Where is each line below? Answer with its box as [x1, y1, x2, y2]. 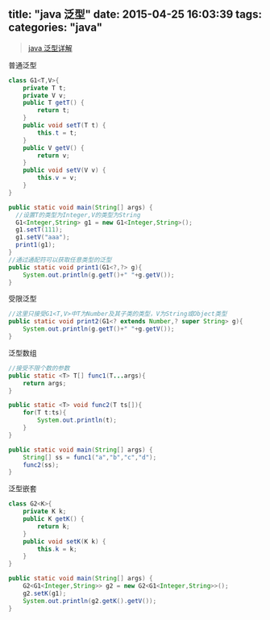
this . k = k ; [37, 545, 78, 553]
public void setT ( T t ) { [23, 122, 106, 130]
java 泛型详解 [27, 43, 73, 52]
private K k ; [23, 507, 67, 516]
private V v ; [23, 91, 67, 99]
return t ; [37, 106, 70, 114]
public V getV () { [23, 144, 85, 152]
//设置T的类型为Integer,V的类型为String [15, 210, 141, 219]
